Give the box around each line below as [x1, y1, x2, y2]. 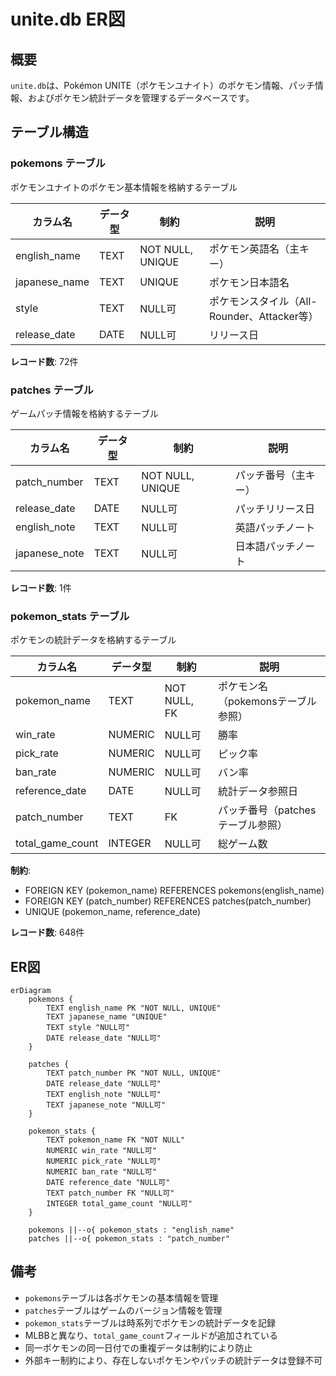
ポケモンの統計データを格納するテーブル [10, 634, 177, 646]
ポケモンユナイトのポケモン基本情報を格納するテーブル [10, 181, 238, 193]
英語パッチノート [234, 520, 316, 534]
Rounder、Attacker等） [208, 309, 319, 323]
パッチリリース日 [234, 501, 316, 515]
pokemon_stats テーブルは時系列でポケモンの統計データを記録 [24, 1316, 277, 1329]
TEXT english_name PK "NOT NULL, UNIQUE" [46, 1003, 222, 1014]
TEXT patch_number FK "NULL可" [46, 1188, 175, 1199]
